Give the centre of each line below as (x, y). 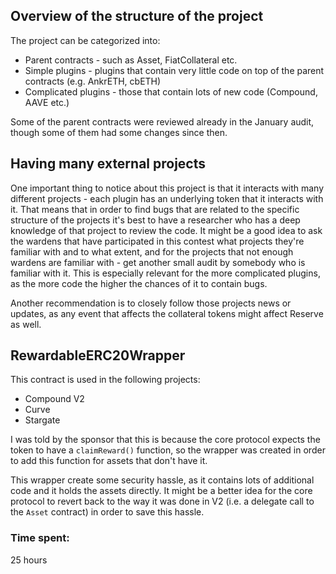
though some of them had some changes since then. (119, 132)
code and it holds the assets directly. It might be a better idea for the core (161, 491)
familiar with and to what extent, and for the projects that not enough (152, 251)
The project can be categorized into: (85, 40)
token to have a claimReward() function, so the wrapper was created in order (168, 450)
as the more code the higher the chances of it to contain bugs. (139, 283)
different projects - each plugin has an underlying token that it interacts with (167, 198)
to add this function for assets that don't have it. (109, 461)
